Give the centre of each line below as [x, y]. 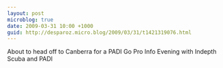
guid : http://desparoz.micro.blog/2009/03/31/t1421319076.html [99, 32]
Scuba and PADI [30, 59]
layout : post [26, 13]
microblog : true [30, 20]
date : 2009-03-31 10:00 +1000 [50, 26]
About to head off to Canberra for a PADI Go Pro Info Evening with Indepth [112, 52]
